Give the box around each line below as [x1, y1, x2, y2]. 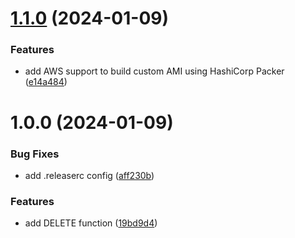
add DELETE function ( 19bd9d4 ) [24, 217, 158, 229]
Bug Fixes [10, 147, 60, 161]
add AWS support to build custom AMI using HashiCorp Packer [24, 65, 285, 77]
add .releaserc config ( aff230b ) [24, 169, 155, 181]
